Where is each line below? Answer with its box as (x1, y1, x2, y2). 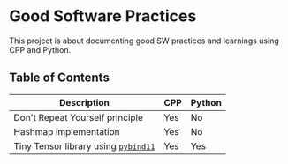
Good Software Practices (9, 6, 197, 26)
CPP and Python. (9, 44, 72, 55)
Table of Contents (9, 71, 110, 86)
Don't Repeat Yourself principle (13, 111, 144, 123)
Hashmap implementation (13, 125, 121, 138)
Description (58, 96, 110, 108)
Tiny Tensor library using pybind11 (13, 139, 155, 152)
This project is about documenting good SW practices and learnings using (9, 35, 280, 46)
